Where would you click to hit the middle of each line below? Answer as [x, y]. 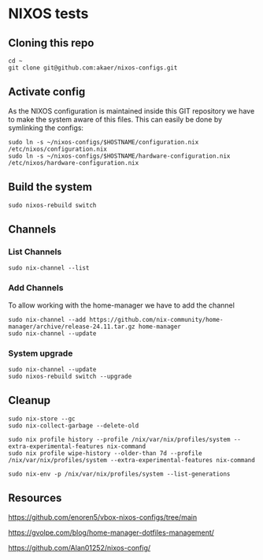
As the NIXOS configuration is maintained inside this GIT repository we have [131, 110]
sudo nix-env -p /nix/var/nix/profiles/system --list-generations [119, 474]
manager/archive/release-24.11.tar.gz [72, 327]
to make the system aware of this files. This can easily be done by [115, 119]
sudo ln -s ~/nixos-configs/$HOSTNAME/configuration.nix [104, 142]
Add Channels [36, 288]
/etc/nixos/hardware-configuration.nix [74, 162]
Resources [35, 498]
